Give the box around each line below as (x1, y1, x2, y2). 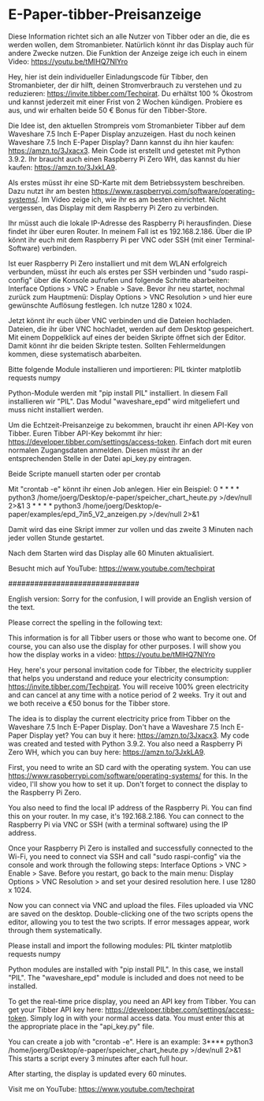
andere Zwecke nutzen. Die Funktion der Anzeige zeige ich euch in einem (8, 48, 247, 58)
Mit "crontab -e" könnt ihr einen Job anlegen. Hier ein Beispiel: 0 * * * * (8, 484, 240, 493)
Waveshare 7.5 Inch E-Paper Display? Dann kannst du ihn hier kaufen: (8, 137, 234, 147)
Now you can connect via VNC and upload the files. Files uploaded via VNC (8, 900, 254, 909)
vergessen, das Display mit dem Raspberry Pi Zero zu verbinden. (8, 203, 219, 212)
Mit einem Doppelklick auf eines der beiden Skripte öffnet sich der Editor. (8, 333, 246, 342)
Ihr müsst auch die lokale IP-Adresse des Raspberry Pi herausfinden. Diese (8, 218, 252, 228)
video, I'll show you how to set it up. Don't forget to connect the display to (8, 779, 248, 789)
